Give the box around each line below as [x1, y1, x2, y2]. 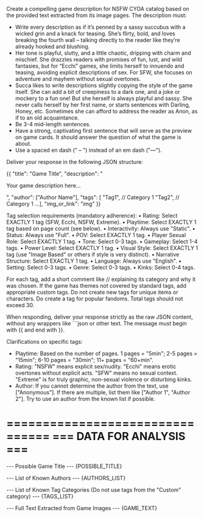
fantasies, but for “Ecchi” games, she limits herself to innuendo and [15, 62, 185, 69]
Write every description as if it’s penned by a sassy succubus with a [15, 24, 186, 30]
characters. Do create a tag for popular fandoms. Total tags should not [6, 295, 183, 302]
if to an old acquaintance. [15, 114, 79, 121]
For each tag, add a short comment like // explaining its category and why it [6, 275, 196, 283]
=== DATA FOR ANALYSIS [52, 430, 186, 444]
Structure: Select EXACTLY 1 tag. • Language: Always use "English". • [6, 257, 182, 264]
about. [15, 140, 32, 147]
